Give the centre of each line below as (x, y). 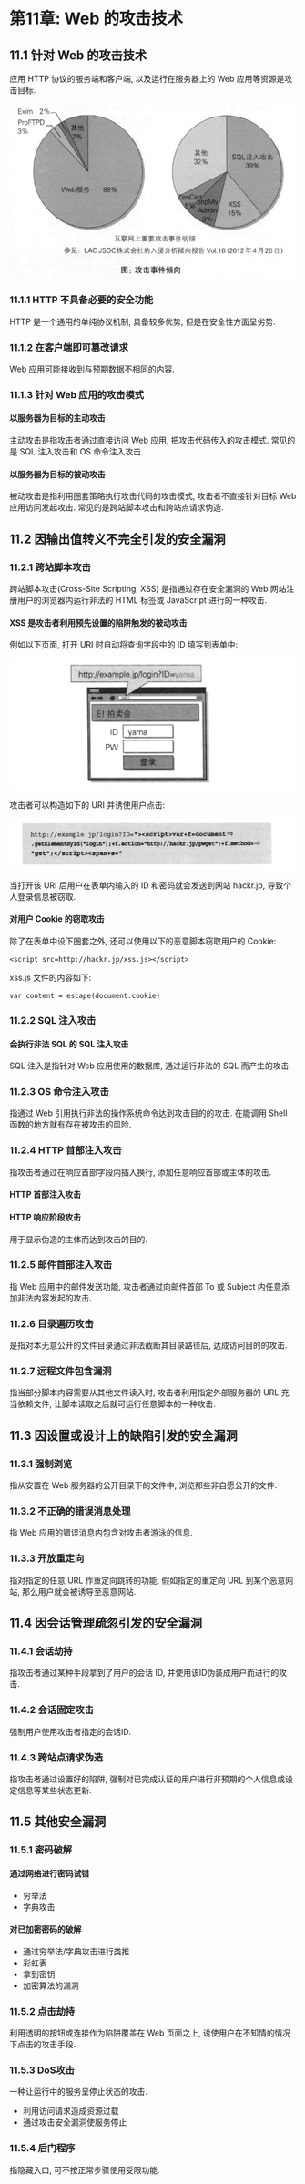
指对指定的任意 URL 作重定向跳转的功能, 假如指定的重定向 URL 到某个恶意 (147, 1580)
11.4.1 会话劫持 (41, 1651)
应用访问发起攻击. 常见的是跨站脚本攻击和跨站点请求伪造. (117, 507)
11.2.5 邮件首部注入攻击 (61, 1265)
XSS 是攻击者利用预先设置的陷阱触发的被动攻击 (98, 623)
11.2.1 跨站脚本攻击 (50, 567)
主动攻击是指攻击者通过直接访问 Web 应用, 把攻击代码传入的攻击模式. (139, 440)
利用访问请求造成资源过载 (71, 2111)
